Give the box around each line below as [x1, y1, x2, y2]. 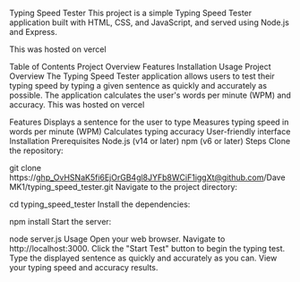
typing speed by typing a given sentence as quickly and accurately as [9, 81, 267, 90]
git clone [9, 163, 42, 173]
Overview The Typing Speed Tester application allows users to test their [9, 71, 275, 81]
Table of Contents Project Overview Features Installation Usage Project [9, 62, 271, 72]
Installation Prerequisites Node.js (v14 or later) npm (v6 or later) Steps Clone [9, 136, 291, 146]
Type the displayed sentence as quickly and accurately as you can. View [9, 252, 278, 263]
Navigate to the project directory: [115, 182, 238, 192]
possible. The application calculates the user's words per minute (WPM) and [9, 90, 291, 100]
